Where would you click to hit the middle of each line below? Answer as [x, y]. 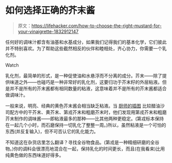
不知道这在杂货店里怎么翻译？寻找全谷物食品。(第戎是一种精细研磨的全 [80, 142]
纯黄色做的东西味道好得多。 [35, 155]
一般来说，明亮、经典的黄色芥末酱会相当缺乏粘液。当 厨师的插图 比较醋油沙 [85, 106]
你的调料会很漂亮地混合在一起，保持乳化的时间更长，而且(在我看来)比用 [89, 149]
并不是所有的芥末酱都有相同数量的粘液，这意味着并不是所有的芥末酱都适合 [88, 88]
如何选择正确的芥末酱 [50, 11]
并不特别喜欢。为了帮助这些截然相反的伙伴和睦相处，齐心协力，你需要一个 [84, 48]
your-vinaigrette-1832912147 [48, 31]
